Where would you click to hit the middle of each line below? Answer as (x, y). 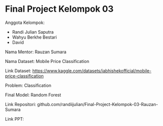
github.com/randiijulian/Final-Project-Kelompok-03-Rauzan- (98, 104)
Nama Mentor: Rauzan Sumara (36, 52)
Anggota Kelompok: (25, 22)
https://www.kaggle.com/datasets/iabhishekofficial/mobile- (92, 71)
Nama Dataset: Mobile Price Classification (47, 61)
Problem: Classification (28, 85)
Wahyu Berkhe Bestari (34, 37)
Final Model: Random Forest (33, 95)
